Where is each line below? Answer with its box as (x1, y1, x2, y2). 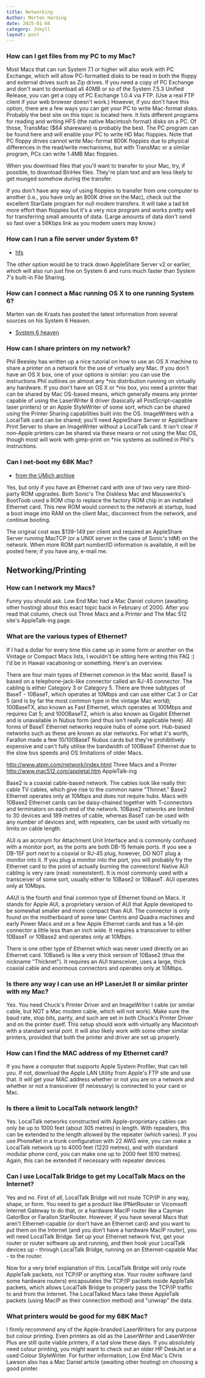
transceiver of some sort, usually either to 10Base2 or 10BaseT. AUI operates (6, 876, 199, 883)
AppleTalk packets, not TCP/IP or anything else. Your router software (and (6, 1270, 192, 1278)
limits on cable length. (6, 824, 62, 832)
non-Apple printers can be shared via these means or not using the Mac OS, (6, 430, 198, 437)
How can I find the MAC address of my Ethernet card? (6, 1049, 169, 1057)
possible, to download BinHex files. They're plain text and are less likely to (6, 169, 193, 176)
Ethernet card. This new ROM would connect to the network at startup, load (6, 503, 196, 510)
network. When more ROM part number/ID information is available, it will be (6, 541, 196, 548)
